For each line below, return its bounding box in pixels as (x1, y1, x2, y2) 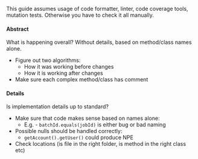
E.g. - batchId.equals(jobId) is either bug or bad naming (24, 121, 166, 128)
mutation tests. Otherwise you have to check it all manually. (6, 11, 154, 19)
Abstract (6, 25, 29, 33)
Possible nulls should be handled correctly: (14, 128, 123, 135)
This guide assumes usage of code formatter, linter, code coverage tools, (6, 5, 188, 12)
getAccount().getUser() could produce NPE (24, 134, 134, 141)
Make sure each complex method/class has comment (14, 76, 148, 83)
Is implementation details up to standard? (6, 103, 109, 110)
